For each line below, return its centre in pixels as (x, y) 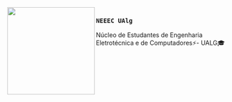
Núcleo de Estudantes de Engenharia (149, 35)
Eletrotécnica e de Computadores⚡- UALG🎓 (160, 43)
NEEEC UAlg (114, 21)
